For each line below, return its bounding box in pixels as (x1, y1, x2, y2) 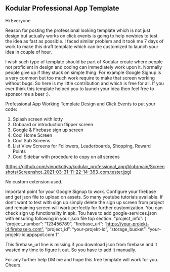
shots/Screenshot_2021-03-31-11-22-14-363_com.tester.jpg (5, 169, 130, 175)
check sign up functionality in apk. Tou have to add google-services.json (5, 210, 157, 216)
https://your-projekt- (106, 220, 149, 227)
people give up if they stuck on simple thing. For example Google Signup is (5, 69, 161, 75)
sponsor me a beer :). (5, 91, 51, 97)
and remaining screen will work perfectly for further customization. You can (5, 205, 163, 211)
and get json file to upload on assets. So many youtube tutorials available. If (5, 193, 163, 200)
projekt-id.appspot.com (5, 231, 55, 238)
